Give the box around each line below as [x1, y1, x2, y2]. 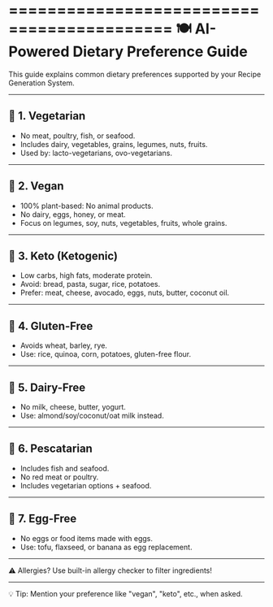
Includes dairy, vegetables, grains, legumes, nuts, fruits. [19, 139, 208, 149]
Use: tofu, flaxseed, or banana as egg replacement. [19, 542, 193, 552]
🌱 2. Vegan [8, 180, 64, 193]
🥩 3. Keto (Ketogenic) [8, 249, 118, 262]
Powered [8, 42, 70, 61]
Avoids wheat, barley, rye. [19, 340, 108, 350]
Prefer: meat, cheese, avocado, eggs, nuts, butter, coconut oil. [19, 288, 230, 297]
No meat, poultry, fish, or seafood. [19, 131, 136, 141]
